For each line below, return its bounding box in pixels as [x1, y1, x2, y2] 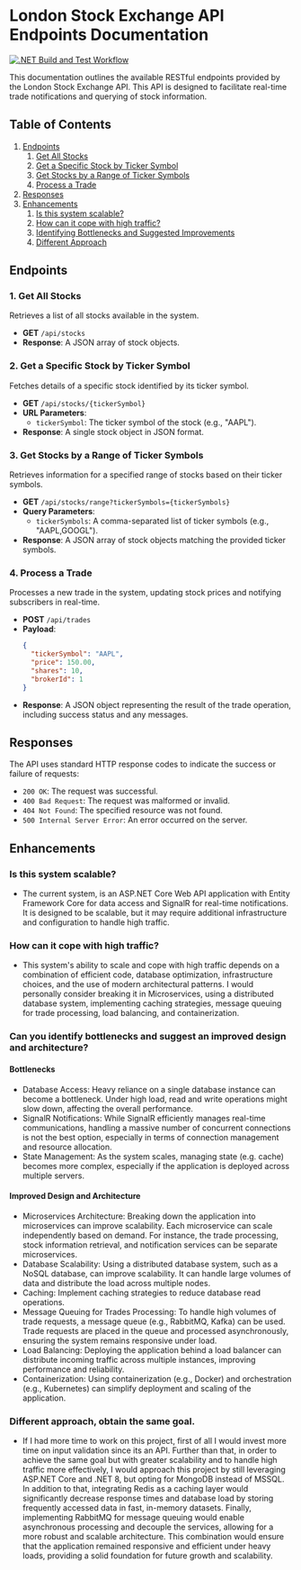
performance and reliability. [22, 1364, 125, 1375]
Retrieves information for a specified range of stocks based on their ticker [9, 469, 283, 480]
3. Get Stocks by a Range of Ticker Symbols [9, 449, 204, 461]
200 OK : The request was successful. [22, 785, 159, 797]
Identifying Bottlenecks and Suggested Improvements [35, 227, 235, 238]
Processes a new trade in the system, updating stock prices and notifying [9, 587, 281, 598]
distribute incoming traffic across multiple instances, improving [22, 1354, 256, 1365]
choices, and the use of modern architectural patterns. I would [22, 979, 254, 990]
